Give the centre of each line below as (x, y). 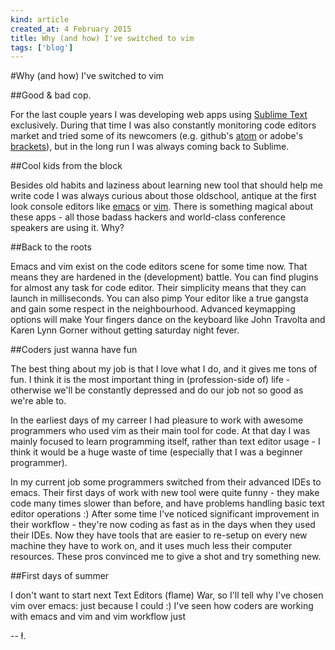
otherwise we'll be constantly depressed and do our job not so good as (157, 390)
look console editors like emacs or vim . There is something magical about (161, 207)
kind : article (40, 19)
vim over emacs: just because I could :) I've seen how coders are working (162, 606)
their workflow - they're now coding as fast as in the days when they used (163, 525)
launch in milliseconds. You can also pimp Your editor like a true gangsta (159, 298)
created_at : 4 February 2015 (71, 29)
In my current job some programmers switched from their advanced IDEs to (166, 482)
